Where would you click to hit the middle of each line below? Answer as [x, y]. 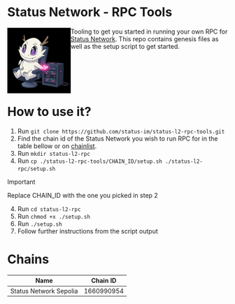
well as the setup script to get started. [125, 46]
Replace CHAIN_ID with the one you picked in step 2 [83, 195]
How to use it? [49, 112]
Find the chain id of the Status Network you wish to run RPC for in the [117, 138]
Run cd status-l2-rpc [49, 209]
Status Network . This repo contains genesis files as [144, 38]
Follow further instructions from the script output [88, 231]
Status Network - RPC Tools [90, 12]
